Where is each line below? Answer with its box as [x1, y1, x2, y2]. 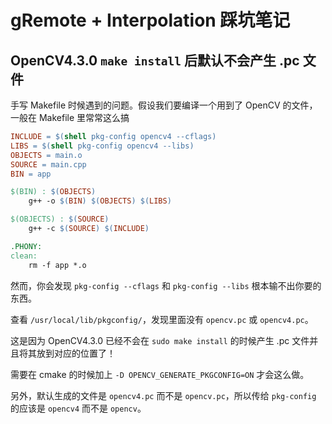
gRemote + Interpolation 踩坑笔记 [10, 9, 291, 32]
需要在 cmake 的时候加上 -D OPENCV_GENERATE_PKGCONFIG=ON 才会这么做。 [10, 368, 310, 380]
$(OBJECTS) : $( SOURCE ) [10, 214, 110, 225]
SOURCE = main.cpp [10, 159, 87, 170]
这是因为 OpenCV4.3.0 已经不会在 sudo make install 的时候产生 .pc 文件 [10, 334, 310, 346]
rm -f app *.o [28, 260, 87, 270]
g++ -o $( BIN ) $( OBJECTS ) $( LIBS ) [28, 196, 172, 206]
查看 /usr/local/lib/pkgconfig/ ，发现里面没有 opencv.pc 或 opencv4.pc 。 [10, 313, 314, 325]
